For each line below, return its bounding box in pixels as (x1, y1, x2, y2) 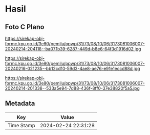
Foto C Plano (5, 23, 44, 31)
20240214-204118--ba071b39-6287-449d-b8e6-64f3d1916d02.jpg (5, 46, 141, 51)
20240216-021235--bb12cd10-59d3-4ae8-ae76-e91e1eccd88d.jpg (5, 66, 140, 71)
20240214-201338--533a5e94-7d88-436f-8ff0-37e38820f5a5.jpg (5, 85, 140, 91)
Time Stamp (7, 122, 36, 129)
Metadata (5, 100, 35, 108)
